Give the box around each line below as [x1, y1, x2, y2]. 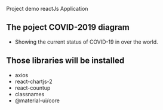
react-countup [14, 84, 51, 91]
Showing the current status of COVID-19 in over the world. [14, 38, 158, 45]
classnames [14, 90, 45, 97]
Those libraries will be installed [6, 56, 125, 66]
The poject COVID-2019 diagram [6, 22, 130, 32]
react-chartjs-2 [14, 78, 53, 85]
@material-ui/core [14, 97, 60, 104]
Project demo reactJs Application [6, 5, 88, 12]
